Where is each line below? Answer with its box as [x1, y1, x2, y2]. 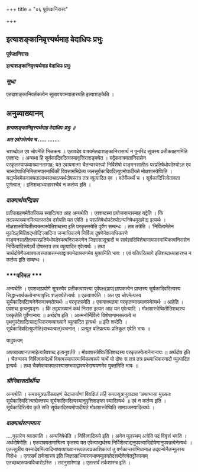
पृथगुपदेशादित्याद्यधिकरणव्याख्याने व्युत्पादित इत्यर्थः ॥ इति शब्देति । [6, 318, 128, 325]
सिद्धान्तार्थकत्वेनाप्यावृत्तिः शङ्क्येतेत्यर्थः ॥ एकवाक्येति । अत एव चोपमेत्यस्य [6, 291, 142, 298]
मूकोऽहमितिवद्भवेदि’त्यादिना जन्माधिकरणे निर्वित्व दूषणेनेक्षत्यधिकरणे [6, 230, 128, 237]
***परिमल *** [6, 271, 43, 280]
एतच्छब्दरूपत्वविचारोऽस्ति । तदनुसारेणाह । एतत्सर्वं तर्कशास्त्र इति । [6, 459, 131, 466]
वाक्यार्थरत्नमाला [6, 419, 40, 427]
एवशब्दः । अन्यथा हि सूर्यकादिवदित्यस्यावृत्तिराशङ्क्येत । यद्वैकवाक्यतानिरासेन [6, 154, 147, 161]
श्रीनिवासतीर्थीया [6, 377, 40, 385]
